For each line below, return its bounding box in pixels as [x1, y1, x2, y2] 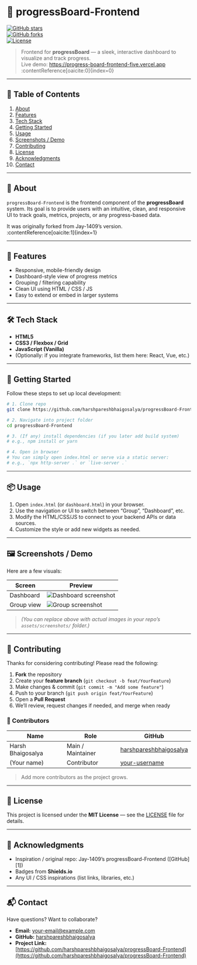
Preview [70, 581, 93, 590]
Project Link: [15, 940, 47, 947]
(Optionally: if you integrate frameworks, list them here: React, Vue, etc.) [15, 352, 190, 359]
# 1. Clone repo [6, 401, 46, 407]
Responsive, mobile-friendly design [15, 267, 101, 274]
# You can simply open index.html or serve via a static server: [6, 454, 169, 461]
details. [6, 818, 25, 825]
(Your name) [9, 759, 44, 767]
